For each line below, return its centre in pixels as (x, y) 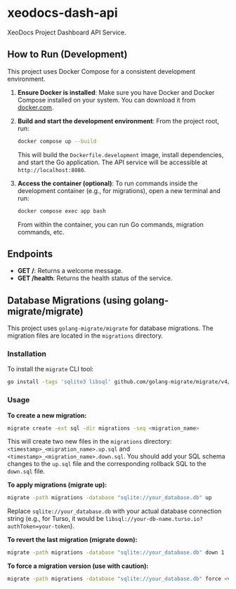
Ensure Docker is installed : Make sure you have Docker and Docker (116, 92)
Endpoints (30, 254)
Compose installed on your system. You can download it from (106, 100)
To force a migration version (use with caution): (78, 566)
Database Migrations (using (70, 300)
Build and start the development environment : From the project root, (118, 121)
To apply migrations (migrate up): (57, 485)
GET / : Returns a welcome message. (70, 271)
